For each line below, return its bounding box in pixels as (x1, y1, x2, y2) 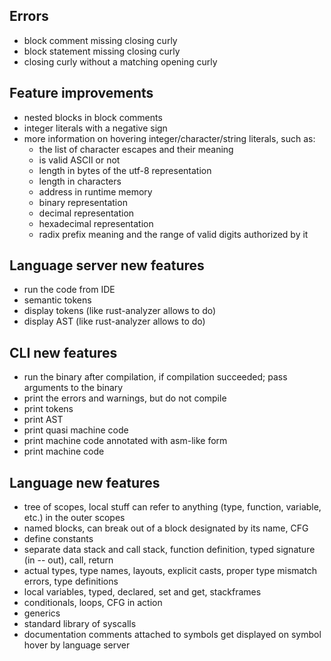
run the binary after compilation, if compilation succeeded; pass (23, 371, 288, 383)
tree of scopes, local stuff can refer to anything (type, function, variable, (23, 501, 322, 513)
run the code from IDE (23, 284, 116, 296)
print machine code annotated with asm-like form (23, 435, 228, 447)
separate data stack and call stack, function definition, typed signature (23, 544, 316, 556)
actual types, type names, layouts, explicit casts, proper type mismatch (23, 565, 318, 577)
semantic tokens (23, 294, 92, 306)
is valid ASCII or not (38, 154, 121, 166)
